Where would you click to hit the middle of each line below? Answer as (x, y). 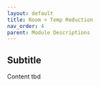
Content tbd (24, 76)
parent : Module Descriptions (49, 32)
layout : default (30, 13)
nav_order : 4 (26, 26)
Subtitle (24, 60)
